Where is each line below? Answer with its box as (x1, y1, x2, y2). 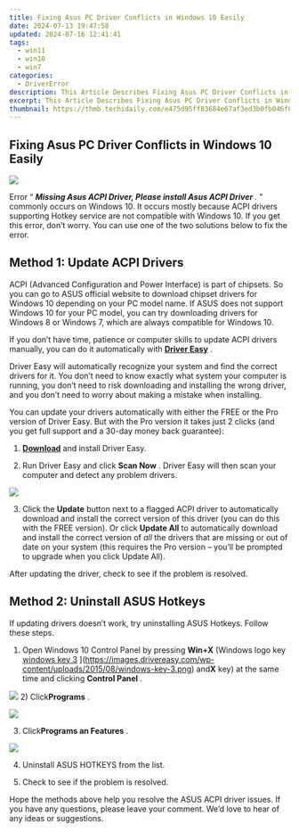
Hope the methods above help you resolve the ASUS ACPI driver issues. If (9, 794, 281, 804)
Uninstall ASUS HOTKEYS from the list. (21, 759, 166, 770)
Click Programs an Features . (21, 725, 129, 736)
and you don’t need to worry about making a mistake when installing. (9, 389, 263, 400)
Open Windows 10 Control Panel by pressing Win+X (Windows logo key (21, 644, 287, 655)
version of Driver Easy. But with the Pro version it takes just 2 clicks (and (9, 416, 275, 426)
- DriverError (17, 79, 69, 88)
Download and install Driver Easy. (21, 442, 147, 453)
